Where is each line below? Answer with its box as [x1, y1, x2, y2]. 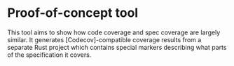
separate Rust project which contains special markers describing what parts [7, 43, 227, 51]
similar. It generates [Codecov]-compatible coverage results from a [7, 35, 202, 44]
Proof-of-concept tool [7, 5, 139, 21]
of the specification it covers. [7, 51, 92, 59]
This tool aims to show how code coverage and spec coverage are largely [7, 28, 221, 37]
